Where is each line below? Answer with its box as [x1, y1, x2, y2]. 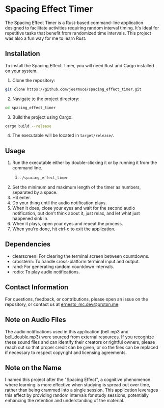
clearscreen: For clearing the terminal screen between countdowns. [12, 253, 150, 259]
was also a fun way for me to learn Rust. [5, 35, 87, 41]
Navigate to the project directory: [12, 96, 80, 102]
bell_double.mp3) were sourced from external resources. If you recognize [5, 334, 154, 340]
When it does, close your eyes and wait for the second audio [12, 205, 135, 211]
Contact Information [5, 283, 69, 292]
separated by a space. [12, 190, 58, 195]
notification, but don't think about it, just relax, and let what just [12, 210, 140, 217]
